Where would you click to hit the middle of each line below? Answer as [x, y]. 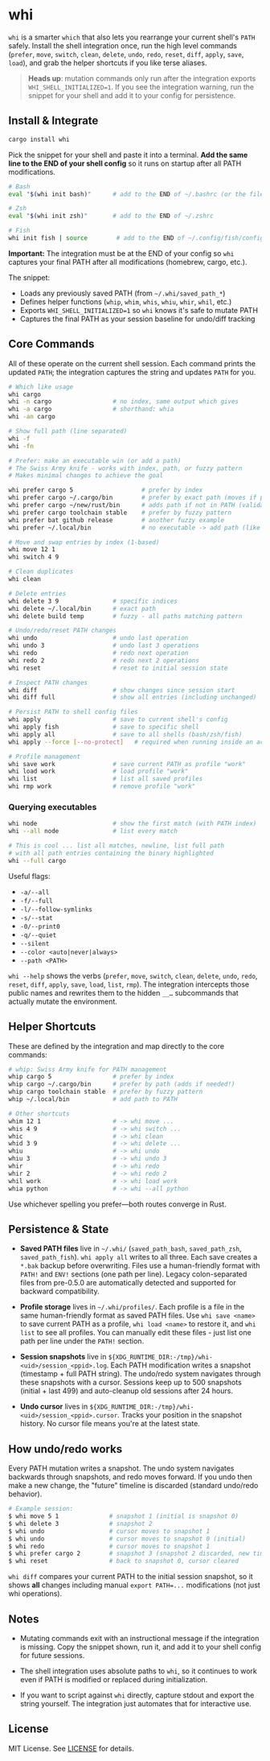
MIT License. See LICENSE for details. [71, 1748]
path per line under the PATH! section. [82, 1341]
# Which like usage [41, 387]
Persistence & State [59, 1229]
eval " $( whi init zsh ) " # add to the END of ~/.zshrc [111, 216]
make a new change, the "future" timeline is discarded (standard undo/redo [133, 1486]
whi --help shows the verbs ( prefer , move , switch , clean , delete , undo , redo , [133, 975]
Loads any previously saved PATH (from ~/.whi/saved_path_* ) [123, 293]
